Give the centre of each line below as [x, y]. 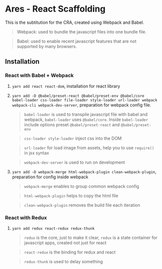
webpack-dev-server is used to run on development [74, 162]
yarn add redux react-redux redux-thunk [53, 228]
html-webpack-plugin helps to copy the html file [71, 196]
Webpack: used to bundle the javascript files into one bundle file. [81, 32]
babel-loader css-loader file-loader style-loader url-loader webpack [85, 100]
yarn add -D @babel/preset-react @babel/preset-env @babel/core [78, 96]
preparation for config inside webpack [50, 177]
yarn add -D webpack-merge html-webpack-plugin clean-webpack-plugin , [84, 171]
